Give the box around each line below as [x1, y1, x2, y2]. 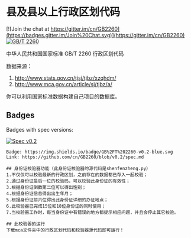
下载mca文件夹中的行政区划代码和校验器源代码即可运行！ [6, 227, 124, 233]
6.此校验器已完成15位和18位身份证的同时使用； [6, 203, 106, 209]
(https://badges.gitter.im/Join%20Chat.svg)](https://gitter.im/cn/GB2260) [6, 31, 185, 38]
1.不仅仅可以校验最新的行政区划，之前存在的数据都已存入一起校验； [6, 172, 148, 178]
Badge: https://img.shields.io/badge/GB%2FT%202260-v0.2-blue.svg [6, 149, 173, 155]
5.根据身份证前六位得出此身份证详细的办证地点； [6, 197, 108, 203]
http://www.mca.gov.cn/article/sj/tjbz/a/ [14, 80, 112, 87]
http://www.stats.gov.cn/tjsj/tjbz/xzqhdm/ [14, 74, 116, 81]
